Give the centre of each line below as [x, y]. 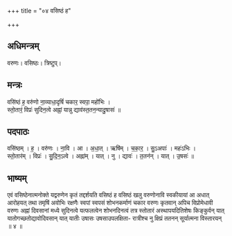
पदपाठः [18, 132]
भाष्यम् [17, 178]
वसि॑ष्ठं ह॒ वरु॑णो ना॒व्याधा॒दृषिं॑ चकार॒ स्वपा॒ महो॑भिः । [59, 102]
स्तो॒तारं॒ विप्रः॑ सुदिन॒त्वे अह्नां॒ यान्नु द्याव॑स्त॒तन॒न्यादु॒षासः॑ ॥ [64, 109]
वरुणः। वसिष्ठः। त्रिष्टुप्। [34, 63]
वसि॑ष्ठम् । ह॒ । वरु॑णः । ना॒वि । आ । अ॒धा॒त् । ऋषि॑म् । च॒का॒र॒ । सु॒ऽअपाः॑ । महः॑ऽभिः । [101, 148]
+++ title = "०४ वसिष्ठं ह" [39, 11]
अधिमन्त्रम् [23, 46]
